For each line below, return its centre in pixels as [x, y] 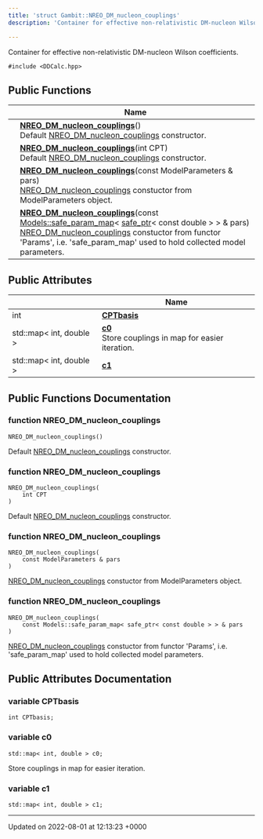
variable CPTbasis [44, 702]
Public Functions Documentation [90, 398]
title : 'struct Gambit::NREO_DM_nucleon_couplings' [94, 15]
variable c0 [30, 737]
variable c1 [29, 788]
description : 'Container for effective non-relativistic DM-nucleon [122, 23]
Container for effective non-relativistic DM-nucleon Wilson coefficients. [123, 52]
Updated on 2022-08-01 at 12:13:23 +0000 [77, 826]
